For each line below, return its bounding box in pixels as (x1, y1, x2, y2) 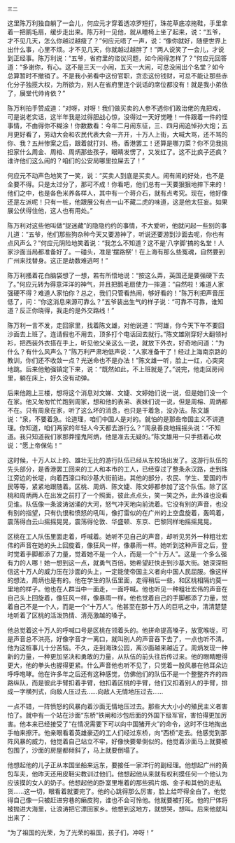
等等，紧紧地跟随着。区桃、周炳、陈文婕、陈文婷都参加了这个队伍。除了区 (13, 482, 228, 491)
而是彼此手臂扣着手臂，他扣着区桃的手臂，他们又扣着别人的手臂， (31, 678, 222, 687)
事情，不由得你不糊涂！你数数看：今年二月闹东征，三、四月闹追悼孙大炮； (7, 121, 222, 130)
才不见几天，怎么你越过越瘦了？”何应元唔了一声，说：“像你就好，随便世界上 (7, 36, 227, 45)
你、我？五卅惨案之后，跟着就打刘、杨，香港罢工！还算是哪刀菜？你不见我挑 (7, 139, 228, 147)
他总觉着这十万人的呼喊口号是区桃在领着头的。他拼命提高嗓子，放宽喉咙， (7, 626, 222, 634)
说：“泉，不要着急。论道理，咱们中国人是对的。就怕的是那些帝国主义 (7, 415, 206, 423)
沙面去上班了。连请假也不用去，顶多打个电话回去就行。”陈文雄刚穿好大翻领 (7, 330, 222, 338)
